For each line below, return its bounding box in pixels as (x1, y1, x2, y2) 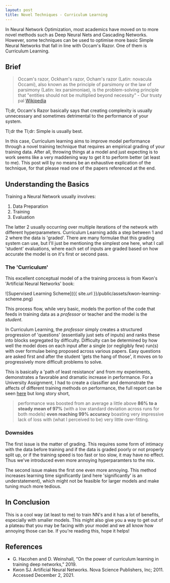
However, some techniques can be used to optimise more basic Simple (5, 37, 154, 43)
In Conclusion (5, 498, 50, 507)
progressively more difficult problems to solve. (5, 359, 103, 365)
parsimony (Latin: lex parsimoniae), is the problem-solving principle (17, 87, 159, 93)
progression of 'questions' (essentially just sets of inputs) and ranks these (5, 332, 160, 338)
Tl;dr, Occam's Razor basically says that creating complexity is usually (5, 107, 152, 114)
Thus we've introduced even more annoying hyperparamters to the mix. (5, 457, 155, 463)
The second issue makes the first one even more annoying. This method (5, 467, 156, 473)
